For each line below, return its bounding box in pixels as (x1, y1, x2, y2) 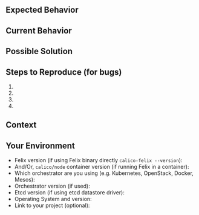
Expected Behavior (5, 5, 79, 15)
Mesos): (14, 176, 35, 183)
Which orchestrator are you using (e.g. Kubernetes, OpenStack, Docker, (14, 169, 194, 177)
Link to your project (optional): (14, 202, 90, 209)
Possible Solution (5, 46, 73, 56)
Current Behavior (5, 26, 72, 36)
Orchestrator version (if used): (14, 182, 90, 190)
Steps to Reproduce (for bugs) (5, 67, 122, 77)
